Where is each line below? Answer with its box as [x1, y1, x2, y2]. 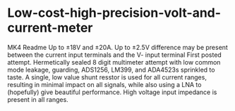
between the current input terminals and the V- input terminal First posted [7, 51, 222, 59]
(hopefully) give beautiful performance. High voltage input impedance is [7, 88, 217, 96]
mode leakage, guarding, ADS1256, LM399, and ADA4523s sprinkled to [7, 65, 215, 74]
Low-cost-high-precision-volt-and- [7, 5, 221, 21]
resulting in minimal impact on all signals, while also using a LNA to [7, 80, 202, 89]
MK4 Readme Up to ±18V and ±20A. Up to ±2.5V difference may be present [7, 43, 228, 51]
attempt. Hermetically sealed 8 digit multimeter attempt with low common [7, 58, 221, 66]
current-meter [7, 20, 93, 36]
